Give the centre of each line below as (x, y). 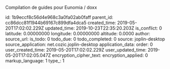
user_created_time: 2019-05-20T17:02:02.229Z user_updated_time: (76, 50)
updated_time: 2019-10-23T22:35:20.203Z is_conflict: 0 (104, 28)
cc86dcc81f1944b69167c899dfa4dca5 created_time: (61, 23)
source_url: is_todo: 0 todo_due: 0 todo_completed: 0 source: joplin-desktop (85, 39)
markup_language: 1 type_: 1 (35, 61)
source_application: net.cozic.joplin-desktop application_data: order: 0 (79, 44)
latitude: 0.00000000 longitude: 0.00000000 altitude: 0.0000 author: (78, 33)
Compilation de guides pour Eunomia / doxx (51, 7)
